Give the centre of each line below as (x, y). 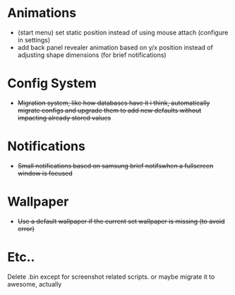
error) (26, 228)
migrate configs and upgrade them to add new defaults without (109, 110)
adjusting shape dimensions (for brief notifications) (92, 55)
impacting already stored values (64, 118)
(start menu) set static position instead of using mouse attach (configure (123, 32)
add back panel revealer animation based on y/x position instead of (115, 47)
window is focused (45, 173)
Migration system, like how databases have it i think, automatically (114, 103)
